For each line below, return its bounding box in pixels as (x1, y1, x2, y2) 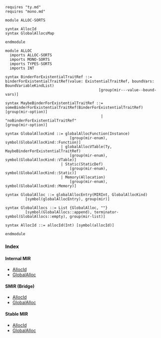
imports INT (9, 66, 35, 71)
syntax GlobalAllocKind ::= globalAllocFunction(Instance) (5, 131, 130, 136)
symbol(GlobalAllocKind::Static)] (5, 170, 77, 175)
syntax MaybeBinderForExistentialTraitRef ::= (5, 101, 103, 106)
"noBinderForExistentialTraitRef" (5, 118, 77, 123)
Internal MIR (5, 255, 31, 261)
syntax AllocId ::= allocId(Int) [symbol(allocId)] (5, 223, 114, 228)
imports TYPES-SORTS (9, 61, 52, 66)
